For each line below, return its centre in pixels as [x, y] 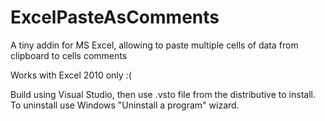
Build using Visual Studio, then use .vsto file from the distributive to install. [163, 94]
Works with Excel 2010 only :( [71, 75]
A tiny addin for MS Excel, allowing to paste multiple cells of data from [154, 45]
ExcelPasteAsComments [115, 17]
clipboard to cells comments [69, 55]
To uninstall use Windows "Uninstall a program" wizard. [125, 105]
